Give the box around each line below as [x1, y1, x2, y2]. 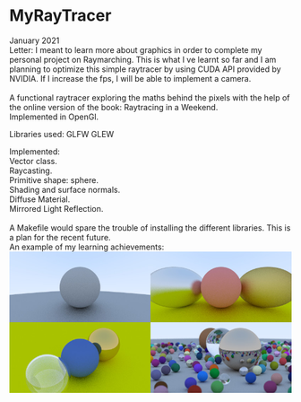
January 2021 [9, 35, 60, 46]
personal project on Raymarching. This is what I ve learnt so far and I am [9, 54, 277, 65]
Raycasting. [9, 165, 53, 176]
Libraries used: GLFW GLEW [9, 128, 115, 139]
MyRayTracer [9, 5, 112, 26]
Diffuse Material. [9, 194, 71, 205]
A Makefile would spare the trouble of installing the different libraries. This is [9, 222, 291, 233]
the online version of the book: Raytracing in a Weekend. [9, 101, 219, 112]
